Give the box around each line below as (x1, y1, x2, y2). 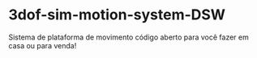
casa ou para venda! (8, 40, 77, 50)
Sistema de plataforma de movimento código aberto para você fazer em (8, 32, 249, 42)
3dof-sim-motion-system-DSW (8, 6, 225, 24)
